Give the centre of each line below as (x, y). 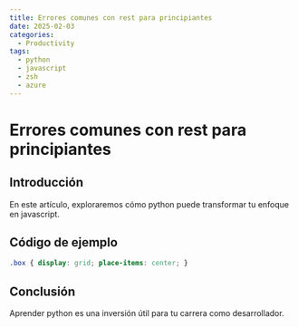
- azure (32, 85)
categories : (32, 34)
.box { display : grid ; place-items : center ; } (99, 264)
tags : (19, 52)
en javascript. (35, 214)
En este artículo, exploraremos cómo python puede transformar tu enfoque (149, 204)
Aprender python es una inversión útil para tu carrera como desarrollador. (147, 313)
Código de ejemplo (63, 242)
